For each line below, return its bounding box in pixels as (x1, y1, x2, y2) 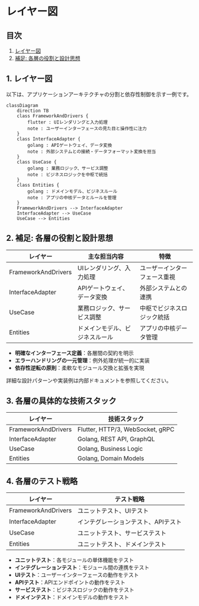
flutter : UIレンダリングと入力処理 (27, 119, 108, 125)
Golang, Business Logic (77, 445, 143, 453)
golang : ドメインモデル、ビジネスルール (27, 188, 118, 194)
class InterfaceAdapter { (17, 136, 81, 142)
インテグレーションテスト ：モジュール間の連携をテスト (14, 564, 150, 571)
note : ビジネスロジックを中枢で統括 (27, 171, 108, 178)
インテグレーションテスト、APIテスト (77, 518, 182, 526)
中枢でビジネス (140, 304, 182, 312)
